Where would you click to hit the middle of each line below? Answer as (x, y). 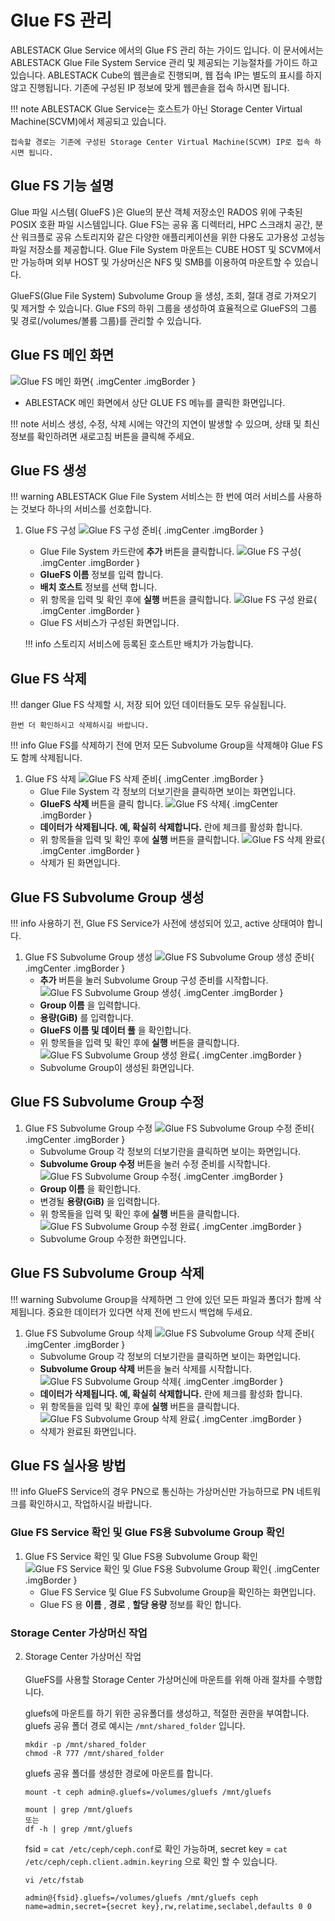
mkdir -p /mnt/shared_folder (85, 1745)
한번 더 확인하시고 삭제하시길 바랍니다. (80, 726)
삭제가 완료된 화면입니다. (88, 1431)
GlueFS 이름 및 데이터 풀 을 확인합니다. (115, 1030)
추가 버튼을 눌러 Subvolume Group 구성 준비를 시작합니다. (154, 980)
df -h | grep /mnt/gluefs (78, 1829)
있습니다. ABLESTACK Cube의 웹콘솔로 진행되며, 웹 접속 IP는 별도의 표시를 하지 (166, 75)
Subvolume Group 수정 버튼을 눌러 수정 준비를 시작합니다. (155, 1163)
